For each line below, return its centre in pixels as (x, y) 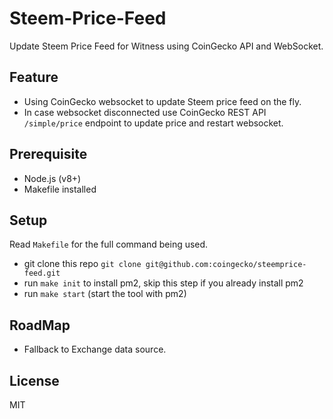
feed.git (42, 273)
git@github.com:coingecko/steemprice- (226, 265)
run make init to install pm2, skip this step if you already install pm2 (163, 283)
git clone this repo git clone (82, 264)
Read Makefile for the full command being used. (109, 244)
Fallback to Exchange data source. (95, 349)
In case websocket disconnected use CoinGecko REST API (145, 112)
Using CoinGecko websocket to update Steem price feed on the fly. (162, 101)
